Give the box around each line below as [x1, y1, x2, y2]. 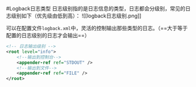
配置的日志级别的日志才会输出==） [6, 32, 90, 39]
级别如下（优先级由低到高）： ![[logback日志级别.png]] [11, 12, 142, 19]
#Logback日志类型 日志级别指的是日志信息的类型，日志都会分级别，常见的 [6, 5, 185, 12]
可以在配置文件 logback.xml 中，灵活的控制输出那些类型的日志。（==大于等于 [6, 25, 188, 31]
